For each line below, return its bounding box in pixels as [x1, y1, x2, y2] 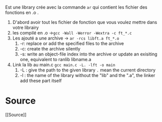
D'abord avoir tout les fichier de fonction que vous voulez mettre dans [12, 19, 157, 25]
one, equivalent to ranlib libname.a [20, 56, 92, 62]
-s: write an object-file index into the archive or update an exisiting [20, 51, 157, 57]
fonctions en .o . [5, 9, 39, 15]
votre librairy [12, 24, 39, 30]
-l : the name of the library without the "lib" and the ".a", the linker [20, 72, 155, 78]
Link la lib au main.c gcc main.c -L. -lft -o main [12, 62, 115, 67]
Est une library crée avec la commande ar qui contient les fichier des [5, 4, 147, 10]
